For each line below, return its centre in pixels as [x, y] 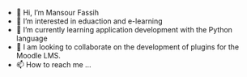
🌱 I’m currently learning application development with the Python [124, 30]
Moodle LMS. [38, 56]
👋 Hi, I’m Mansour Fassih [57, 13]
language [32, 38]
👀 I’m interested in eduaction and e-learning [89, 21]
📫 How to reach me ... [53, 64]
